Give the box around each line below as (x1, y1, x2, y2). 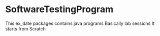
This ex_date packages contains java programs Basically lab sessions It (5, 20, 155, 26)
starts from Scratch (5, 25, 46, 31)
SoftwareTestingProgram (5, 4, 113, 15)
